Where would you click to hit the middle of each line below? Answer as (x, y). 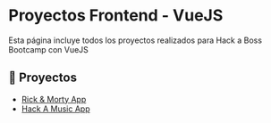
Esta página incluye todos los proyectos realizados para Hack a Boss (135, 40)
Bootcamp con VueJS (48, 49)
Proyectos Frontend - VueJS (116, 16)
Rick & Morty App (54, 99)
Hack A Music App (55, 109)
